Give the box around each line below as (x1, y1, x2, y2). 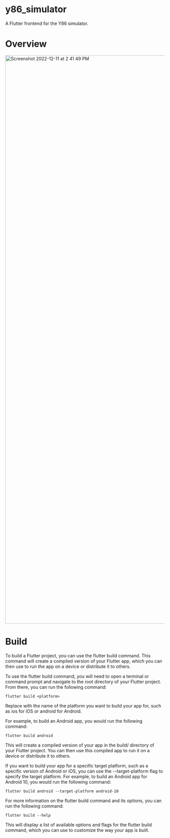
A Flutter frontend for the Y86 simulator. (5, 20, 89, 26)
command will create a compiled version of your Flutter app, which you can (5, 658, 162, 664)
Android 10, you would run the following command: (5, 779, 111, 785)
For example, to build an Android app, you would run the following (5, 718, 143, 724)
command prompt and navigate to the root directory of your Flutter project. (5, 679, 161, 685)
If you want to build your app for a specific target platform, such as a (5, 762, 148, 768)
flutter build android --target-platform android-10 (5, 788, 119, 794)
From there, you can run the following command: (5, 684, 107, 690)
